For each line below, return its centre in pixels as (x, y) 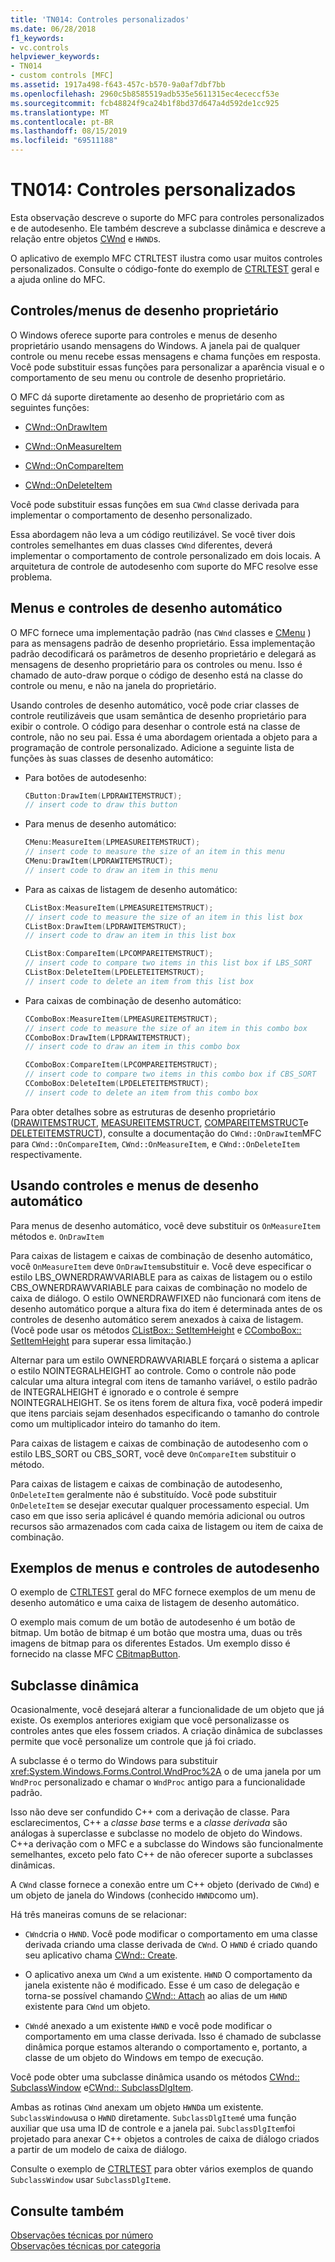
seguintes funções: (50, 407)
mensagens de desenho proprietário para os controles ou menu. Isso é (156, 664)
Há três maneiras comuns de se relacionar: (99, 1915)
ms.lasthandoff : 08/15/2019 (69, 131)
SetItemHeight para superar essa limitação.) (101, 1340)
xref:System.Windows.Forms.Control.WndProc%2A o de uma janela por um (166, 1772)
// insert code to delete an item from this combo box (141, 1092)
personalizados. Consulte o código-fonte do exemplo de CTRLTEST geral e (165, 268)
